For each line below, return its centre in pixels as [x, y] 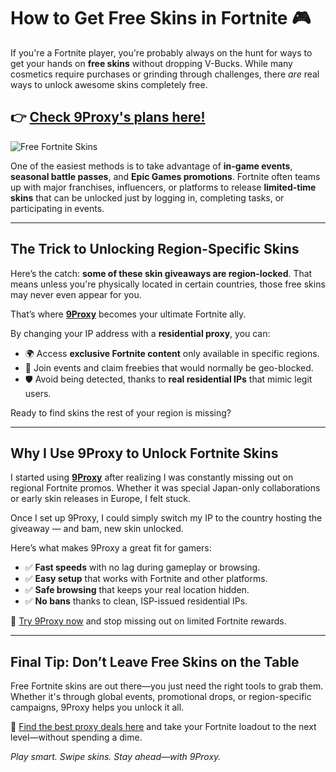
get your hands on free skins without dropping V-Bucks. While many [151, 63]
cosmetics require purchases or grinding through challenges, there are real [165, 74]
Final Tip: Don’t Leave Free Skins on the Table [155, 661]
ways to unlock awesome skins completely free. [109, 84]
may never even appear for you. [76, 294]
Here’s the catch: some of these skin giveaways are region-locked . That [161, 273]
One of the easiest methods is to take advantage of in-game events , [151, 166]
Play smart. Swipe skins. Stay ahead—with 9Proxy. [116, 757]
